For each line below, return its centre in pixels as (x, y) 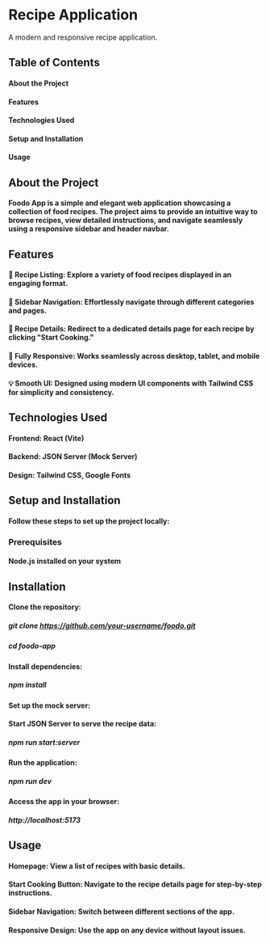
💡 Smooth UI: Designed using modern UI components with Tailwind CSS (131, 383)
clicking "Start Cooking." (51, 338)
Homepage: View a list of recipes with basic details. (97, 865)
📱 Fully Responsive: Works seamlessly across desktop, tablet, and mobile (134, 356)
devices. (23, 364)
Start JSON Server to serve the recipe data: (83, 724)
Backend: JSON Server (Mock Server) (73, 457)
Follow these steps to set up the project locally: (89, 521)
